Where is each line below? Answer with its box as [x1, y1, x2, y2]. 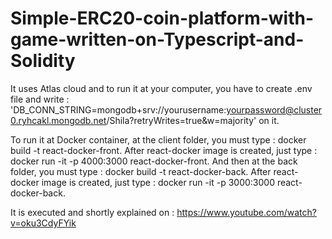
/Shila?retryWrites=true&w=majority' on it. [106, 114, 280, 126]
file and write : [10, 93, 70, 105]
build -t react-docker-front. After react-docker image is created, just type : [10, 144, 318, 156]
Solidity [10, 50, 76, 72]
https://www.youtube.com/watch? [176, 206, 317, 218]
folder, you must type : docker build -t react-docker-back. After [10, 165, 272, 177]
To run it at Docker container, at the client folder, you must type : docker [10, 133, 307, 146]
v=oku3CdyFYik [10, 217, 77, 229]
